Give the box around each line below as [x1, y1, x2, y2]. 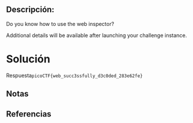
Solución [6, 52, 51, 65]
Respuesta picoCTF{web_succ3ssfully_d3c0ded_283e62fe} [6, 72, 143, 79]
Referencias [6, 109, 52, 119]
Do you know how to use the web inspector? [6, 20, 115, 27]
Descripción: [6, 5, 55, 15]
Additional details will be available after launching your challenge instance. [6, 32, 187, 39]
